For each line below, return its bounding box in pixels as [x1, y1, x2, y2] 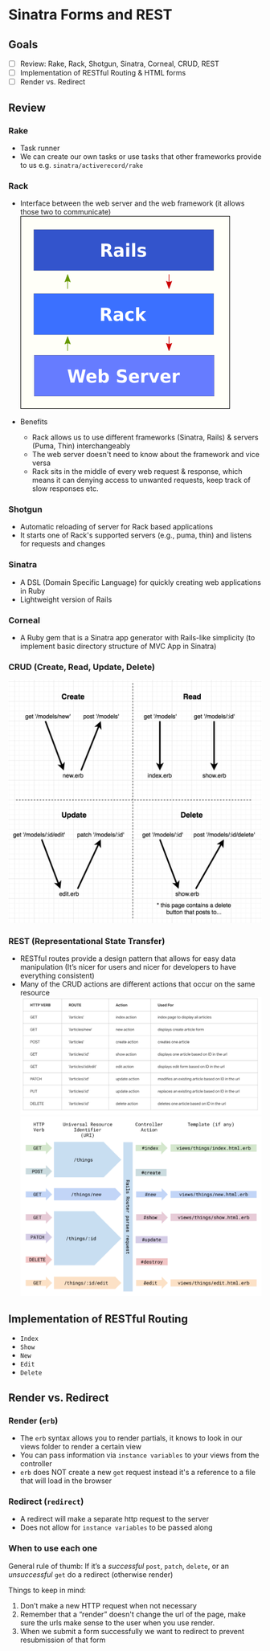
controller [19, 1458, 52, 1468]
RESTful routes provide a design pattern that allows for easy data [19, 954, 236, 963]
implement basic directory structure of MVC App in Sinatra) [19, 641, 217, 652]
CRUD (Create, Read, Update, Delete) [8, 661, 155, 672]
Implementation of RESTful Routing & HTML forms [19, 68, 186, 78]
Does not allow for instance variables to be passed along [19, 1522, 213, 1532]
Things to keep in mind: [8, 1585, 86, 1595]
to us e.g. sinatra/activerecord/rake [19, 160, 143, 170]
